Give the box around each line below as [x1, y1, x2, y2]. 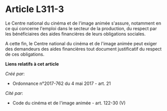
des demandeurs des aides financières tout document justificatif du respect [5, 46, 162, 52]
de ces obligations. [5, 51, 45, 57]
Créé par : [5, 70, 25, 76]
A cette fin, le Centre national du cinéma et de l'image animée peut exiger [5, 40, 157, 46]
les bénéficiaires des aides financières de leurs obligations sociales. [5, 31, 146, 37]
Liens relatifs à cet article [5, 61, 59, 67]
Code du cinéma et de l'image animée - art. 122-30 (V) [12, 99, 126, 106]
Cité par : [5, 90, 24, 96]
